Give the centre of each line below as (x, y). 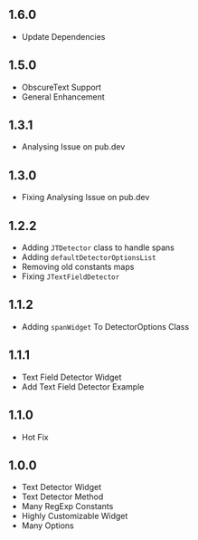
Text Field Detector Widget (71, 377)
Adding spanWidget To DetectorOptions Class (105, 326)
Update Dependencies (63, 36)
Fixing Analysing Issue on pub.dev (85, 198)
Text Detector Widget (61, 487)
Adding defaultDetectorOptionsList (89, 257)
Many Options (47, 526)
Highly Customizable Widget (75, 516)
